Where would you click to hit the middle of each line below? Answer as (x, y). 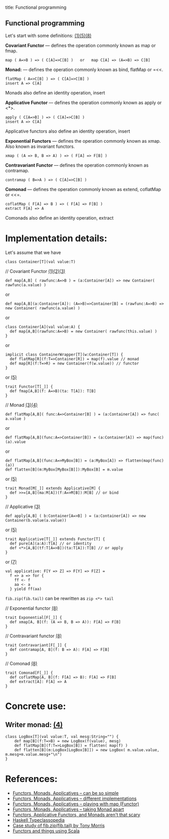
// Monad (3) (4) (22, 405)
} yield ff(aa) (26, 589)
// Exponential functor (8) (32, 608)
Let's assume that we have (33, 252)
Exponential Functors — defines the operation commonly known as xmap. (83, 141)
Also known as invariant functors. (40, 146)
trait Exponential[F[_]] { (34, 617)
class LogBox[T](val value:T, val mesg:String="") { (62, 736)
